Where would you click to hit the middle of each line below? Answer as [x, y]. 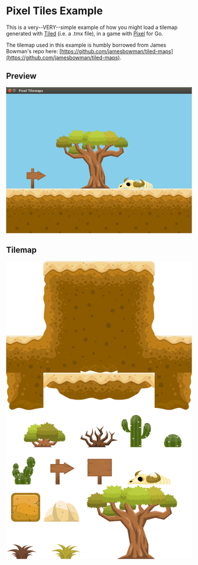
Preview [22, 76]
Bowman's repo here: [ [34, 51]
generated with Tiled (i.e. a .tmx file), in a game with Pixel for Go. [85, 33]
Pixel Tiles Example [55, 11]
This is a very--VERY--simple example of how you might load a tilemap [92, 27]
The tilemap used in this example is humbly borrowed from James [86, 45]
